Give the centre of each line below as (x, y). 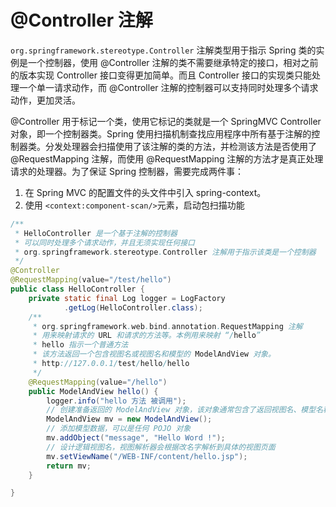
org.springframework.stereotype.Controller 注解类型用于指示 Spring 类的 (163, 50)
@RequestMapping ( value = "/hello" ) (98, 382)
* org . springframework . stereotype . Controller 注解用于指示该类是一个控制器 (165, 252)
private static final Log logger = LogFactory (127, 298)
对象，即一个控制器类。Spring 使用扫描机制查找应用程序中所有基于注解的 (161, 133)
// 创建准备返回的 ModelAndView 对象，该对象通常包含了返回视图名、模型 (181, 410)
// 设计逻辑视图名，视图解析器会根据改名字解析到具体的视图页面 (161, 447)
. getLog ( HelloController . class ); (133, 307)
